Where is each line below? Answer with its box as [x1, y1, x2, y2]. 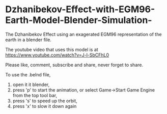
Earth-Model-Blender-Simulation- [5, 14, 152, 26]
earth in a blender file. [5, 37, 52, 43]
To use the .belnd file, [5, 71, 51, 77]
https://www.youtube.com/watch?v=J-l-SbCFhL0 [5, 52, 109, 58]
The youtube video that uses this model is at [5, 46, 98, 52]
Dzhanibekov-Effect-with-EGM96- [5, 4, 155, 15]
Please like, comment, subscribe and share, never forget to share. [5, 62, 144, 68]
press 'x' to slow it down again [12, 103, 77, 109]
